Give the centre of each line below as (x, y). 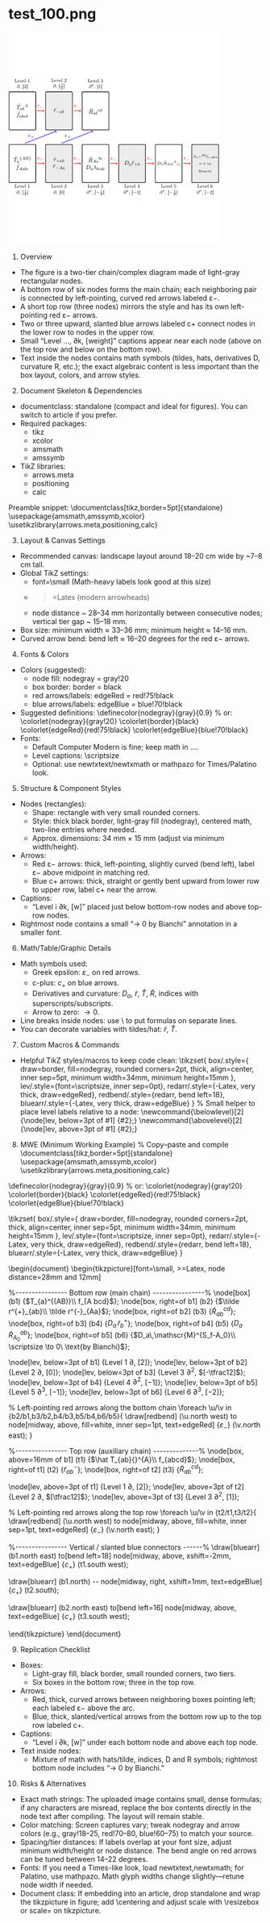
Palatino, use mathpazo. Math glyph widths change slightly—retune (132, 1876)
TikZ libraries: (43, 466)
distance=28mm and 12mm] (55, 1277)
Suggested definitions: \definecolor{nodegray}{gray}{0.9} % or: (126, 712)
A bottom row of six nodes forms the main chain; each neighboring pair (138, 289)
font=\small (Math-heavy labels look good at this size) (121, 581)
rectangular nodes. (51, 281)
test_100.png (52, 14)
